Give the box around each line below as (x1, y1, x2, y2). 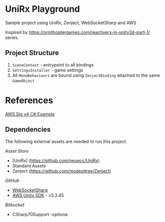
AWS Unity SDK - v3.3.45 (12, 192, 64, 198)
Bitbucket (5, 202, 25, 208)
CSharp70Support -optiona (12, 211, 68, 217)
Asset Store (5, 148, 29, 154)
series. (5, 34, 19, 40)
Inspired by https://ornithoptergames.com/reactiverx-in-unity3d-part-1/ (5, 29, 150, 35)
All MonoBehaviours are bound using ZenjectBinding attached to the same (12, 72, 160, 78)
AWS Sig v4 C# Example (5, 111, 55, 117)
